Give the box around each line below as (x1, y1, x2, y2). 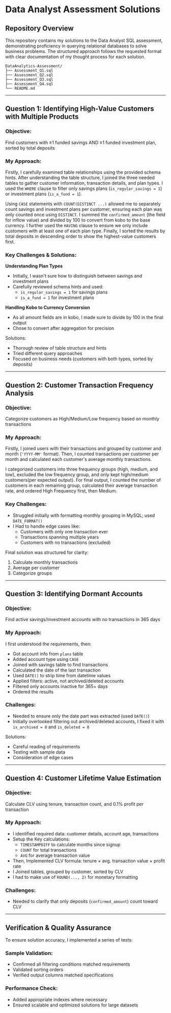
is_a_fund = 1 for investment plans (20, 294, 94, 301)
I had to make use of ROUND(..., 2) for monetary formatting (12, 874, 138, 880)
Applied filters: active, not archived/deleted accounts (12, 678, 124, 684)
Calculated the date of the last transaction (12, 667, 101, 673)
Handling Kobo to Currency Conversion (5, 305, 90, 311)
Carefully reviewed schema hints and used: (12, 284, 103, 290)
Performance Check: (5, 985, 58, 992)
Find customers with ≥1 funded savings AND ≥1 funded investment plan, (5, 139, 157, 145)
